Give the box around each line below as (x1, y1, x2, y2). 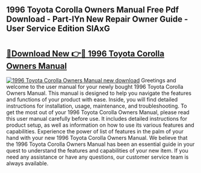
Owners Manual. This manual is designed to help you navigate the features (6, 90, 191, 97)
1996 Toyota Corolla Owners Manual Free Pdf (6, 5, 179, 15)
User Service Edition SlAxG (6, 23, 110, 34)
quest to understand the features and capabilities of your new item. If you (6, 147, 188, 154)
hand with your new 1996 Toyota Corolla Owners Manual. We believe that (6, 135, 188, 141)
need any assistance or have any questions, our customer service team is (6, 153, 189, 160)
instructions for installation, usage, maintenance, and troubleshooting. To (6, 102, 188, 109)
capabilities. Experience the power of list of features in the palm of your (6, 128, 184, 135)
